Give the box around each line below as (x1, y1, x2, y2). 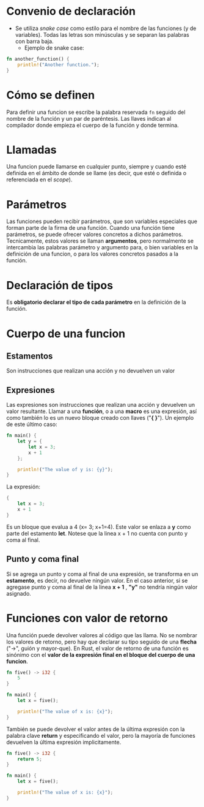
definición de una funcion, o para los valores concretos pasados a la (6, 250, 178, 258)
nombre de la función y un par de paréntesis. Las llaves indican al (6, 115, 172, 122)
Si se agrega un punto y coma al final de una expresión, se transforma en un (6, 570, 199, 577)
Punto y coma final (6, 554, 79, 564)
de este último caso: (6, 421, 58, 428)
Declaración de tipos (6, 278, 114, 292)
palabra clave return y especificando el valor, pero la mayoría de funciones (6, 732, 195, 739)
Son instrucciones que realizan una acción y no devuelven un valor (6, 367, 175, 374)
